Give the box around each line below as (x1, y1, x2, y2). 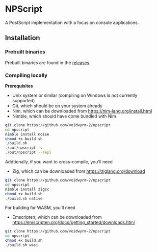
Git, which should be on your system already (12, 103, 103, 109)
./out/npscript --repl (5, 150, 52, 155)
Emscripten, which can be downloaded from (12, 214, 102, 220)
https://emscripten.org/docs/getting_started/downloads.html (12, 219, 135, 226)
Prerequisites (5, 83, 33, 89)
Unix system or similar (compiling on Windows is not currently (12, 92, 138, 98)
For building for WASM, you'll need (5, 205, 76, 211)
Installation (5, 34, 40, 42)
